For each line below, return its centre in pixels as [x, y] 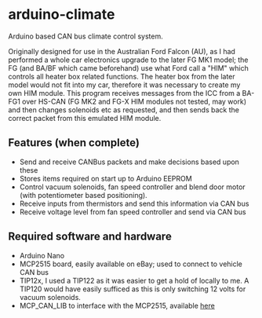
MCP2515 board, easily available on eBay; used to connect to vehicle [131, 264]
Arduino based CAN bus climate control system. [86, 36]
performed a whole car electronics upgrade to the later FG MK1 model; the [128, 60]
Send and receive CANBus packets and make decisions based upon [129, 162]
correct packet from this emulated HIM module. [85, 118]
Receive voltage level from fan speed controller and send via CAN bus [133, 212]
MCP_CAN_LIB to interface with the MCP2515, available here [117, 305]
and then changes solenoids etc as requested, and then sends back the [124, 110]
